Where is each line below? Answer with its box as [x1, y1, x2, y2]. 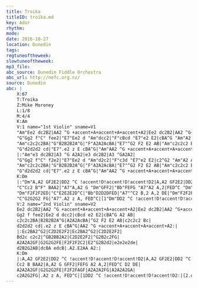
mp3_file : [6, 63, 31, 70]
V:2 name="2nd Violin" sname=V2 [16, 201, 96, 207]
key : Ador [6, 20, 31, 25]
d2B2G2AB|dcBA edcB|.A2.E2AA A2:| [16, 245, 101, 251]
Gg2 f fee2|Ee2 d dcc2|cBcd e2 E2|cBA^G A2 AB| [16, 212, 136, 218]
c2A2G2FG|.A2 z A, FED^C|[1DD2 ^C [16, 273, 101, 279]
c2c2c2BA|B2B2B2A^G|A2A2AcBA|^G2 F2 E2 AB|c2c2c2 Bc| [16, 218, 151, 224]
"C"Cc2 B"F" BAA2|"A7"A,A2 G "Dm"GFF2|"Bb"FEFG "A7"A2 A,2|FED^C [16, 185, 181, 190]
